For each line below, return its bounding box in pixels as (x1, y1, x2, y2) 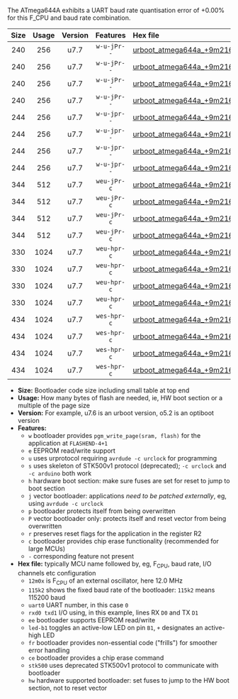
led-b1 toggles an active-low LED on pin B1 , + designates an (28, 623, 203, 632)
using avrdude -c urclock (28, 500, 104, 507)
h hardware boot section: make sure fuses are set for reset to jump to (28, 477, 230, 485)
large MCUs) (28, 544, 66, 553)
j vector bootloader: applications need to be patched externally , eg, (28, 492, 227, 500)
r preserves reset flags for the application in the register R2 (28, 529, 202, 538)
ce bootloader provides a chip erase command (28, 653, 164, 662)
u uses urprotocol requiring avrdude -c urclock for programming (28, 454, 217, 462)
